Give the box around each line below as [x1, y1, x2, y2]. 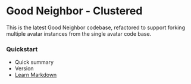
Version [14, 65, 34, 72]
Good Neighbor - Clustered [6, 4, 143, 18]
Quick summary [14, 58, 54, 66]
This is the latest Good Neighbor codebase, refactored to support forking [6, 24, 186, 31]
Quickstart [6, 45, 38, 53]
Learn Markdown [14, 71, 57, 79]
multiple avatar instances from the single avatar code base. [6, 30, 152, 37]
